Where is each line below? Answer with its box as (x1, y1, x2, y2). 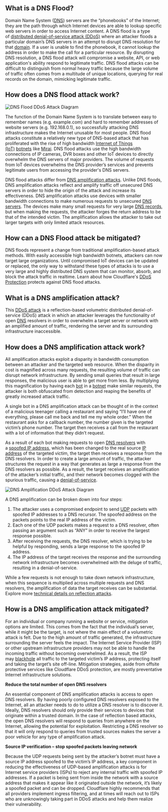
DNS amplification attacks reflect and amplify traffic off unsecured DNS (5, 182, 153, 188)
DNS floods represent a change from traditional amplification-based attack (5, 247, 159, 253)
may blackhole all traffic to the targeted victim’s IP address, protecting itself (5, 655, 161, 661)
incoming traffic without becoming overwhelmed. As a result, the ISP (5, 650, 147, 656)
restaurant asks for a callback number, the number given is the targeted (5, 419, 153, 426)
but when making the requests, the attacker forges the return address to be (5, 208, 161, 215)
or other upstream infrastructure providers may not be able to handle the (5, 645, 155, 651)
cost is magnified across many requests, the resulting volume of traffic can (5, 367, 160, 373)
